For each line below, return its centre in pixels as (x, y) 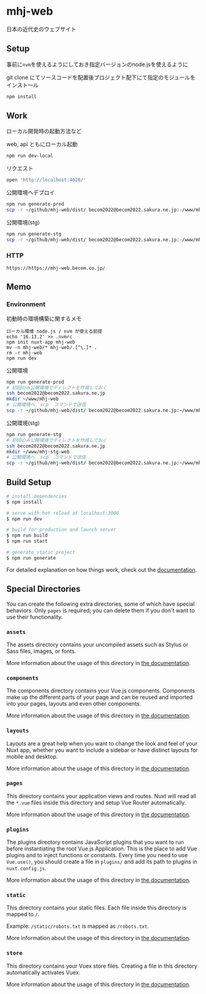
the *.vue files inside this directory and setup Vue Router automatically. (96, 803)
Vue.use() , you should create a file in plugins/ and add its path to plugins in (102, 862)
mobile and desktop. (32, 757)
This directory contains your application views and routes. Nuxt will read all (101, 796)
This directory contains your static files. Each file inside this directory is (97, 908)
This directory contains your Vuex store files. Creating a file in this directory (102, 966)
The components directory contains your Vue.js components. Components (101, 691)
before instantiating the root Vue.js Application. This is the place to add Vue (102, 849)
